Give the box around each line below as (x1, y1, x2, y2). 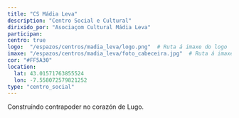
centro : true (7, 37, 46, 44)
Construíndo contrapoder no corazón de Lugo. (7, 102, 144, 111)
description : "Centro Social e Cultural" (7, 17, 132, 24)
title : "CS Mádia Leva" (7, 10, 78, 18)
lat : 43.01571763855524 (14, 70, 84, 77)
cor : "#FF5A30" (7, 57, 53, 64)
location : (7, 63, 37, 70)
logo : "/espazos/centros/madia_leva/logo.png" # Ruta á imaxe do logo (7, 43, 228, 50)
